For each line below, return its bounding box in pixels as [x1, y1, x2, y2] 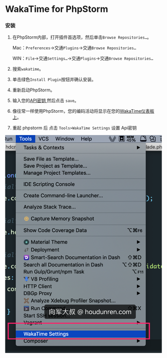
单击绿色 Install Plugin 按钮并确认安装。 [12, 76, 96, 82]
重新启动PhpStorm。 [12, 87, 55, 93]
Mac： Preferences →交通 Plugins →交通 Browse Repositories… [12, 45, 137, 51]
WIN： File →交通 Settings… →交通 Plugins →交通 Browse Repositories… [12, 56, 154, 62]
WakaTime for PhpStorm [5, 3, 108, 15]
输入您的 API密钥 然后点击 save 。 [12, 98, 79, 104]
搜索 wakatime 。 [12, 66, 44, 72]
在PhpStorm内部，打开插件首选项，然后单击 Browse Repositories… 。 [12, 34, 152, 40]
